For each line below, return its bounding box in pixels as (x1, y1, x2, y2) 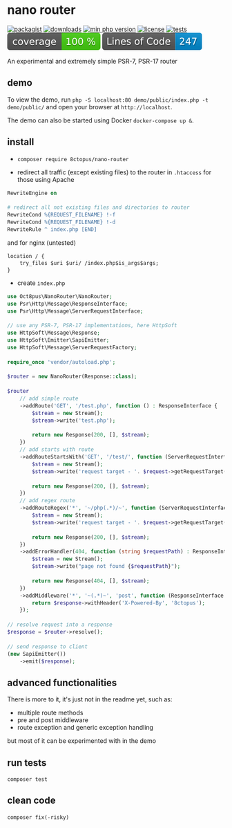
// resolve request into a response (7, 621, 113, 628)
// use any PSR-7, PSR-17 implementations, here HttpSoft (7, 322, 177, 329)
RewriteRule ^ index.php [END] (7, 226, 97, 233)
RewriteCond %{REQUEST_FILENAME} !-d (7, 219, 116, 226)
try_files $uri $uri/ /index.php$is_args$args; (19, 259, 159, 266)
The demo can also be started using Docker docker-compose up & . (7, 116, 195, 125)
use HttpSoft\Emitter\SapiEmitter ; (7, 337, 110, 344)
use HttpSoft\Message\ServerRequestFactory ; (7, 344, 137, 351)
